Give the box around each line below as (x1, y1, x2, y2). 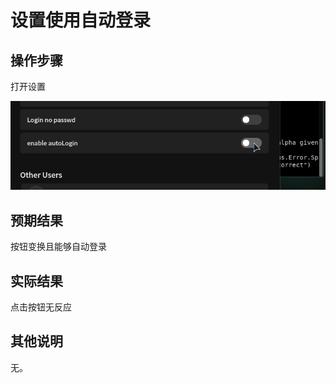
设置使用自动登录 (10, 9, 152, 32)
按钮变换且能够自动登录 (10, 241, 107, 253)
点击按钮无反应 (10, 301, 72, 313)
